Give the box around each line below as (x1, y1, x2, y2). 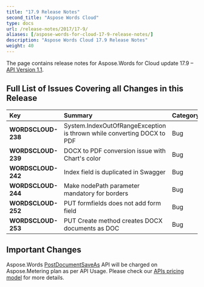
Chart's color (63, 154, 101, 162)
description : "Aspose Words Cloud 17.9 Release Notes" (6, 37, 148, 43)
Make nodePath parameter (63, 181, 140, 190)
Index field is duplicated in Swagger (63, 168, 166, 176)
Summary (63, 111, 93, 119)
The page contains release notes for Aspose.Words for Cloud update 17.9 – (6, 59, 194, 67)
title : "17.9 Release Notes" (6, 9, 80, 15)
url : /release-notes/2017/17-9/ (6, 26, 88, 32)
